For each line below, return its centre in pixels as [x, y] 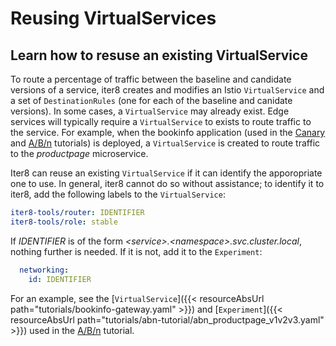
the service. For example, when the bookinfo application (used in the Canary [168, 132]
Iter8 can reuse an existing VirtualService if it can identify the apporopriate [166, 173]
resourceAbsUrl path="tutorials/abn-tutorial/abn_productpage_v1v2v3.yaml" [167, 319]
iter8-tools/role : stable [64, 222]
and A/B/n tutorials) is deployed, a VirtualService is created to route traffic [165, 143]
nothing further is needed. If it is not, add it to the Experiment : [136, 251]
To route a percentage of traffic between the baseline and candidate [151, 79]
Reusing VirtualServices [113, 18]
